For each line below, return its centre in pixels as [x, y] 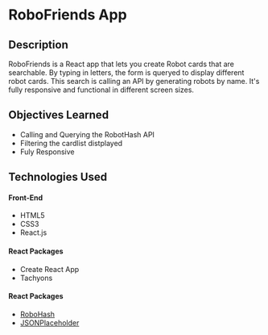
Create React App [49, 269]
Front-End [26, 197]
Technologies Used [58, 177]
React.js [33, 232]
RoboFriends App [68, 15]
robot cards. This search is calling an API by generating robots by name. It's [134, 81]
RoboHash [37, 314]
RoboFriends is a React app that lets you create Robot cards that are [122, 64]
